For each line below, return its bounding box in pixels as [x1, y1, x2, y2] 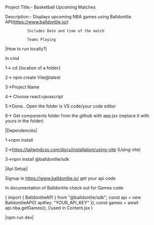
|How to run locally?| [5, 46, 47, 51]
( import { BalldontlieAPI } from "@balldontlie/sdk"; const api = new [5, 194, 141, 200]
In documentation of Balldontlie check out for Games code [5, 185, 123, 190]
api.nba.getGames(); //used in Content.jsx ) [5, 205, 93, 211]
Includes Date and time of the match [27, 29, 105, 34]
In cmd [5, 55, 19, 61]
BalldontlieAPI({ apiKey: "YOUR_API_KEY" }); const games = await [5, 200, 139, 205]
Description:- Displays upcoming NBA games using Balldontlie [5, 14, 131, 19]
